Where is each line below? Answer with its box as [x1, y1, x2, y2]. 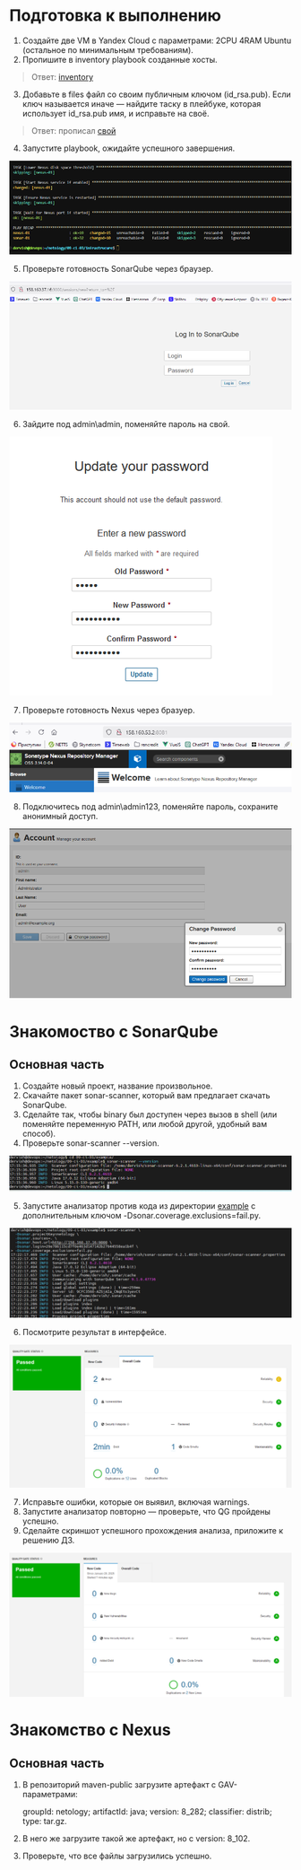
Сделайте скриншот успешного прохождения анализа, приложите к [21, 1525, 284, 1535]
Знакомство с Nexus [9, 1720, 172, 1741]
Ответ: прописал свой [30, 125, 116, 135]
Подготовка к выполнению [9, 5, 221, 26]
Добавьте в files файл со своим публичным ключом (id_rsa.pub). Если [21, 89, 291, 100]
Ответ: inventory [30, 71, 94, 82]
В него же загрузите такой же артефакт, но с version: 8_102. [21, 1833, 251, 1844]
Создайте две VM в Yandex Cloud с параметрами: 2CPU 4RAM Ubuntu [21, 35, 292, 46]
